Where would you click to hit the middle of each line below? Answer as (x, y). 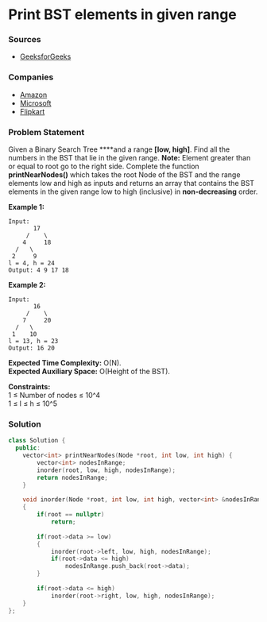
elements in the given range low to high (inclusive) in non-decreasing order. (133, 191)
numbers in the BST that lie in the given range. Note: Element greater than (130, 158)
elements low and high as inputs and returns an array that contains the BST (132, 184)
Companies (31, 77)
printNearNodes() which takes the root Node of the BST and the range (124, 175)
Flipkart (32, 111)
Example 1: (27, 207)
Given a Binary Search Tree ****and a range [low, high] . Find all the (119, 149)
